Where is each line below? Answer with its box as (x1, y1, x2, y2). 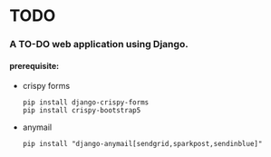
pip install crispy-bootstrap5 (22, 106, 141, 115)
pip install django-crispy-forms (22, 98, 150, 107)
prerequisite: (9, 60, 60, 71)
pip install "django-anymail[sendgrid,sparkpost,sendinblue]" (22, 140, 263, 149)
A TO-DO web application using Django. (9, 38, 189, 51)
